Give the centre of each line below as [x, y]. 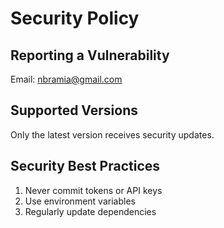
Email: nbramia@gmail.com [66, 79]
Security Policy [75, 18]
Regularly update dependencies [90, 211]
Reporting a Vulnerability [90, 55]
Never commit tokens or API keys [93, 190]
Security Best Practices [85, 166]
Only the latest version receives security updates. [112, 134]
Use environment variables [80, 201]
